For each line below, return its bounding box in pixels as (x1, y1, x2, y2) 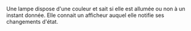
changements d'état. (6, 18, 59, 25)
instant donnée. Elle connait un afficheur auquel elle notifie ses (6, 12, 165, 19)
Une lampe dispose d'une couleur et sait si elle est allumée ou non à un (6, 5, 186, 12)
